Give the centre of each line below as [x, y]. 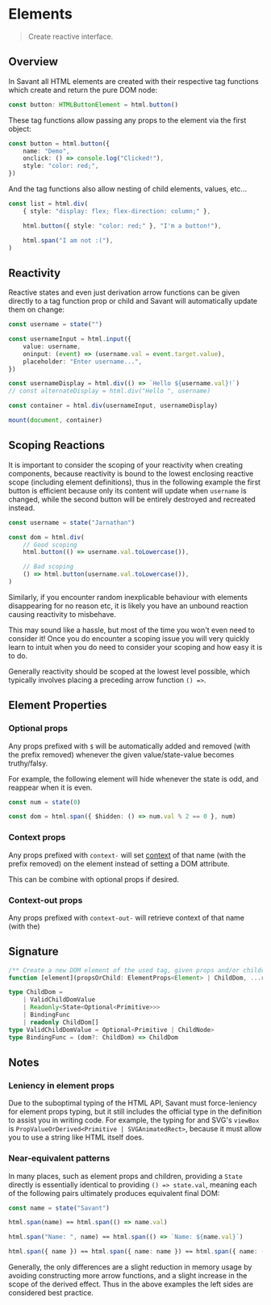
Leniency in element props [61, 1085]
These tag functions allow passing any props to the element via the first [127, 120]
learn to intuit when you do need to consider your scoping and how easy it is [135, 647]
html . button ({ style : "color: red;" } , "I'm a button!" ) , [122, 226]
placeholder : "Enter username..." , [83, 361]
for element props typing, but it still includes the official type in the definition [135, 1112]
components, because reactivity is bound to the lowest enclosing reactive [131, 473]
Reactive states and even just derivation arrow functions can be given [124, 292]
